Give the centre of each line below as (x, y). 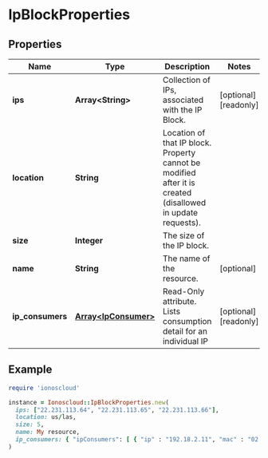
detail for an (185, 331)
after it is (179, 183)
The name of (186, 259)
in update (180, 213)
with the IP (182, 110)
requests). (181, 223)
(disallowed (184, 203)
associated (183, 100)
